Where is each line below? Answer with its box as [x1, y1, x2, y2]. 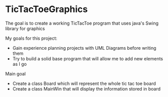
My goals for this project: [5, 35, 58, 41]
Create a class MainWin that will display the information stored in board [12, 85, 161, 91]
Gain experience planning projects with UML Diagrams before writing [12, 45, 156, 51]
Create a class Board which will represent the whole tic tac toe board [12, 80, 156, 86]
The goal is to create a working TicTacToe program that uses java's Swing [5, 20, 159, 26]
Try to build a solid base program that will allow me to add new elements [12, 55, 163, 61]
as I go [12, 61, 27, 67]
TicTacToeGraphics [5, 4, 88, 15]
